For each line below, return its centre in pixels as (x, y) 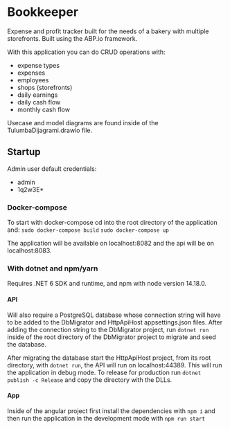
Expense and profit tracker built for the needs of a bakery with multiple (108, 31)
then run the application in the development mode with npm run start (106, 418)
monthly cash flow (44, 109)
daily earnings (37, 95)
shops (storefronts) (45, 87)
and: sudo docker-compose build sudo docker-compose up (88, 230)
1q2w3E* (30, 189)
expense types (38, 65)
